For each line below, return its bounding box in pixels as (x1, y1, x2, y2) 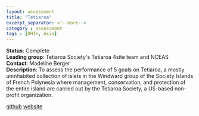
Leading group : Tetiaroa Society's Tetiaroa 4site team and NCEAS (6, 54, 169, 61)
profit (6, 92, 20, 99)
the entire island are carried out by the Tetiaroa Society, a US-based (6, 85, 174, 92)
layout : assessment (6, 8, 55, 15)
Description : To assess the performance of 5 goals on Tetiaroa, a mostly (6, 66, 185, 73)
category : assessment (6, 25, 63, 32)
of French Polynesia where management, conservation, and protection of (6, 79, 186, 86)
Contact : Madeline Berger (6, 60, 70, 67)
